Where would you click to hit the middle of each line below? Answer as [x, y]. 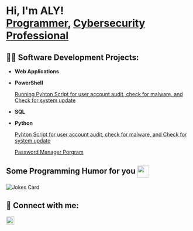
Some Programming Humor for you [71, 171]
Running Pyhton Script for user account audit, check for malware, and [99, 94]
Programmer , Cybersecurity [76, 23]
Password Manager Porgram [49, 152]
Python [24, 123]
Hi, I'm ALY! [35, 11]
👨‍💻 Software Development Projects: [73, 57]
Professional [37, 36]
